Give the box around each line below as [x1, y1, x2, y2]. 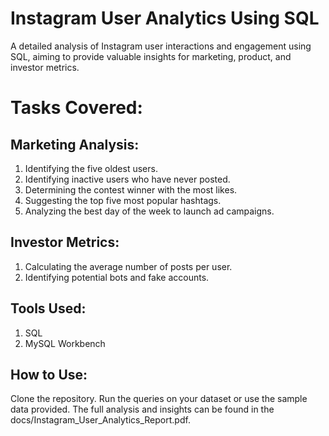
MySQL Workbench [24, 337, 106, 349]
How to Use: [10, 366, 88, 383]
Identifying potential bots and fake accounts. [24, 271, 210, 283]
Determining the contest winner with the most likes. [24, 183, 238, 196]
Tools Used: [10, 300, 87, 317]
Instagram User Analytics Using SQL [10, 7, 320, 30]
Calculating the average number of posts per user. [24, 260, 233, 272]
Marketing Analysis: [10, 136, 140, 153]
